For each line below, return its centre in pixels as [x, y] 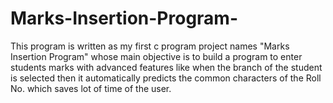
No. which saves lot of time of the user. [91, 88]
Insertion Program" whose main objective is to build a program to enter [156, 56]
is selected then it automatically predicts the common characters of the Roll [166, 78]
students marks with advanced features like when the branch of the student [166, 67]
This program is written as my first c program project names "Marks [150, 46]
